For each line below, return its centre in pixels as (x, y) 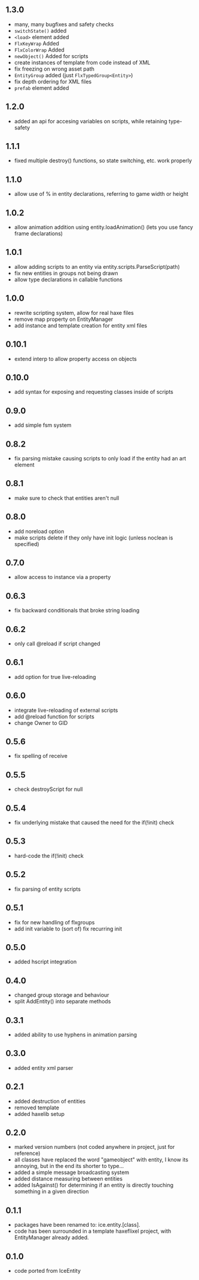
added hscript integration (45, 962)
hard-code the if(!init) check (49, 856)
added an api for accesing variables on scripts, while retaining (91, 121)
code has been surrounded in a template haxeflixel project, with (93, 1231)
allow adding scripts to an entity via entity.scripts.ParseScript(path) (97, 266)
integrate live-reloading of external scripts (66, 710)
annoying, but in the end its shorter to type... (69, 1166)
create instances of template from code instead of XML (82, 62)
